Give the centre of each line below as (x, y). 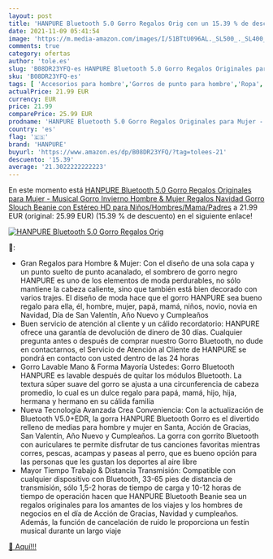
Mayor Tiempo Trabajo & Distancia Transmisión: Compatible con (128, 470)
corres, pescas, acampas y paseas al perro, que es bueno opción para (139, 453)
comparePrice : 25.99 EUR (50, 115)
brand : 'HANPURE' (38, 144)
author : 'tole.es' (39, 62)
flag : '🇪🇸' (28, 136)
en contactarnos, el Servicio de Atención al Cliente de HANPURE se (133, 349)
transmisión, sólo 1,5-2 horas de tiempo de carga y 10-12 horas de (131, 487)
